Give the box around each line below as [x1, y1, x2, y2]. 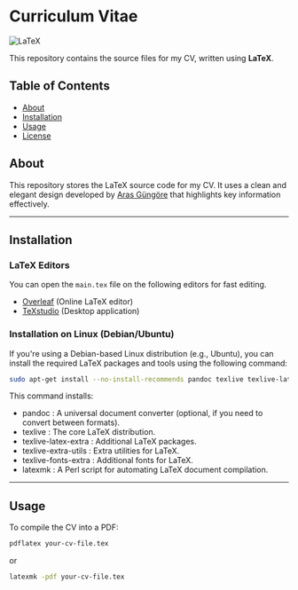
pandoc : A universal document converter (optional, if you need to [21, 408, 263, 419]
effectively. [9, 198, 51, 209]
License [21, 130, 51, 141]
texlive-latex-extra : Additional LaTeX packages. [21, 437, 197, 447]
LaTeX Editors [9, 259, 70, 271]
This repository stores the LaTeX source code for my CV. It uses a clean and [9, 179, 286, 190]
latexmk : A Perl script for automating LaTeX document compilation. [21, 464, 269, 476]
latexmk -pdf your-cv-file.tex [9, 572, 125, 582]
